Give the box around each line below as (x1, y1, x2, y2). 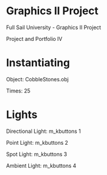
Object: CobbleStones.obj (6, 75, 69, 82)
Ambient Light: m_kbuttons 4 (6, 162, 77, 169)
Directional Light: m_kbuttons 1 (6, 128, 81, 135)
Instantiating (6, 56, 70, 69)
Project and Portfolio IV (6, 35, 63, 42)
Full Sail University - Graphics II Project (6, 24, 102, 31)
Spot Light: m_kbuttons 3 (6, 150, 67, 158)
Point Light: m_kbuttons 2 (6, 139, 69, 146)
